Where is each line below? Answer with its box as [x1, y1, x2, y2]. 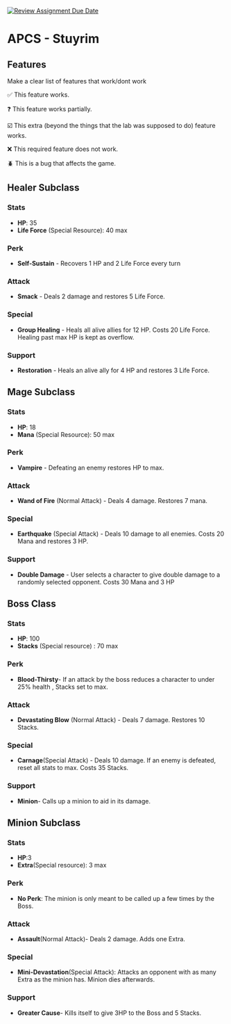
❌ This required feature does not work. [7, 145, 119, 153]
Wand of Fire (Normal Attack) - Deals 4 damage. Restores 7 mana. [17, 497, 208, 505]
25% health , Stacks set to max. [17, 682, 109, 691]
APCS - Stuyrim [7, 31, 99, 47]
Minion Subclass [7, 817, 81, 829]
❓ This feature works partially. [7, 105, 92, 113]
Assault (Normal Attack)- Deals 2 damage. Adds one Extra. [17, 934, 186, 943]
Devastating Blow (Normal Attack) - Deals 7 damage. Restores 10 [17, 716, 205, 724]
